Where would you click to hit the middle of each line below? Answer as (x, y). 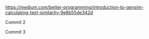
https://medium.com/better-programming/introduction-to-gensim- (74, 7)
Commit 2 (15, 22)
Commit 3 (15, 32)
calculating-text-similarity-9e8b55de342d (49, 12)
